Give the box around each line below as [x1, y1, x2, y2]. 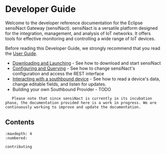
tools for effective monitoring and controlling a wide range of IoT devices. [5, 36, 156, 42]
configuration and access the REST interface [12, 70, 104, 76]
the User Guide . [5, 51, 38, 56]
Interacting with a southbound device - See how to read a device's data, [12, 76, 161, 82]
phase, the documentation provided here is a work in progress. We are [5, 100, 157, 105]
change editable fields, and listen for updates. [12, 81, 106, 87]
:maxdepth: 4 [5, 131, 32, 136]
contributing [5, 144, 32, 149]
